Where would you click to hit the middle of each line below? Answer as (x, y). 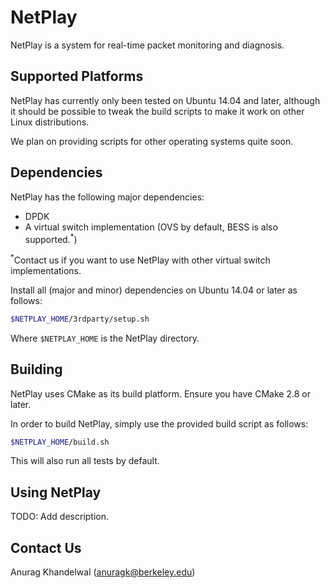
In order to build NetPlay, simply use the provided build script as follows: (159, 423)
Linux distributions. (50, 122)
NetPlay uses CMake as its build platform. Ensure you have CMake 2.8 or (160, 393)
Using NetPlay (56, 492)
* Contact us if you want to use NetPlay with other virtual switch (140, 259)
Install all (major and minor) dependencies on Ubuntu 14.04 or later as (154, 290)
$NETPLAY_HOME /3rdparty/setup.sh (80, 319)
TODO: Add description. (60, 517)
